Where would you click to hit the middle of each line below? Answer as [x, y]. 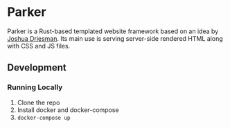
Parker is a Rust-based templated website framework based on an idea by [113, 31]
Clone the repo [38, 102]
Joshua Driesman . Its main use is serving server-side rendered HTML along [115, 38]
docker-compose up [44, 118]
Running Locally [35, 87]
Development [37, 67]
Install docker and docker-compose [68, 110]
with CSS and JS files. [39, 46]
